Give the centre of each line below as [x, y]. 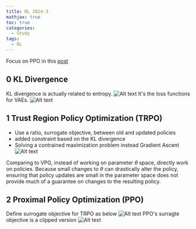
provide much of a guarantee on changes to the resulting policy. [84, 181]
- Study [21, 33]
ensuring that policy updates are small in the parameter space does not [92, 175]
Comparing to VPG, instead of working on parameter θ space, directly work [97, 163]
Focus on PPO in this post [37, 61]
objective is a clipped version [41, 220]
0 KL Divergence [37, 80]
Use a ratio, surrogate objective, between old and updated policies [95, 132]
